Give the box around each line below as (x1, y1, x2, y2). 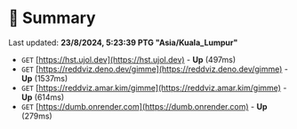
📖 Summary (8, 8, 96, 28)
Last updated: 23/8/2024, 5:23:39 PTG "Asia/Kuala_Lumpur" (8, 37, 238, 48)
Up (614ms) (20, 92, 65, 102)
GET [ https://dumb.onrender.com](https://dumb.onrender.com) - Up (20, 101, 268, 111)
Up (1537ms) (20, 72, 68, 83)
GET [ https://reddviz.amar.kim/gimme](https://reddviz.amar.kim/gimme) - (20, 82, 287, 93)
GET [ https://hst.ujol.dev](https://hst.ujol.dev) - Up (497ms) (20, 54, 237, 64)
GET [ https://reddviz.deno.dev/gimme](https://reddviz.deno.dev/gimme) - (20, 64, 289, 74)
